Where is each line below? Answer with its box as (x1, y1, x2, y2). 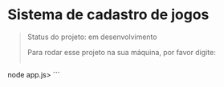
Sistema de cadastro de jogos (7, 6, 210, 24)
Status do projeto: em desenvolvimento (26, 32, 157, 42)
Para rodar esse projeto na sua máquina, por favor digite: (26, 47, 216, 57)
